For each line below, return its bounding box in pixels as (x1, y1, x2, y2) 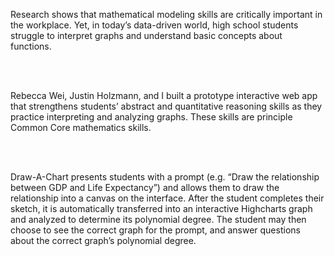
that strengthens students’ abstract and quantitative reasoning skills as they (10, 100, 323, 112)
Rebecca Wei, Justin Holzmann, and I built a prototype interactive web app (10, 90, 318, 101)
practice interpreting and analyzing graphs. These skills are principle (10, 111, 293, 123)
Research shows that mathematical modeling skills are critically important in (10, 9, 323, 20)
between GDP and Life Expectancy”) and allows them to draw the (10, 182, 280, 193)
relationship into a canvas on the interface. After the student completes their (10, 192, 325, 204)
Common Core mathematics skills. (10, 122, 152, 133)
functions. (10, 40, 52, 52)
